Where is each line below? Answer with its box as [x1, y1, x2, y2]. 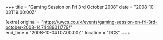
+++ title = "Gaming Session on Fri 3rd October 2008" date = [5, 4, 133, 10]
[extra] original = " [5, 19, 44, 25]
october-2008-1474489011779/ [5, 24, 71, 30]
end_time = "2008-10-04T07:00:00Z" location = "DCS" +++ [5, 30, 131, 35]
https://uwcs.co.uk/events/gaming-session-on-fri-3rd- [43, 19, 158, 25]
